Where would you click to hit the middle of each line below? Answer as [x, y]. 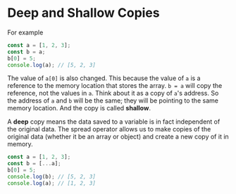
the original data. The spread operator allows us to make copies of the [109, 129]
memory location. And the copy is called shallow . [79, 108]
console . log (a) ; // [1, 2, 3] [52, 183]
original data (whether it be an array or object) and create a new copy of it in [118, 137]
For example [25, 32]
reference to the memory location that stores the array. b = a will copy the [115, 86]
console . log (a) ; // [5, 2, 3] [52, 65]
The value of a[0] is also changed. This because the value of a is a [104, 78]
